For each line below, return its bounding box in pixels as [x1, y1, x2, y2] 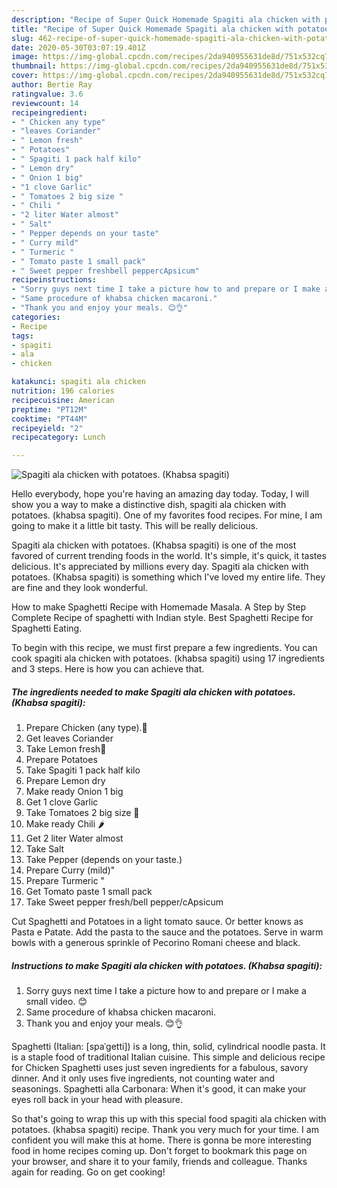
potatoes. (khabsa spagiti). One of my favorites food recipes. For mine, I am [11, 509, 323, 521]
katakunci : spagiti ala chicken [11, 377, 146, 387]
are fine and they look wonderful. [11, 582, 148, 594]
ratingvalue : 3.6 [11, 89, 84, 99]
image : [11, 52, 39, 62]
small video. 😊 [25, 996, 88, 1008]
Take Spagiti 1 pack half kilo [25, 764, 141, 776]
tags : [11, 331, 34, 341]
